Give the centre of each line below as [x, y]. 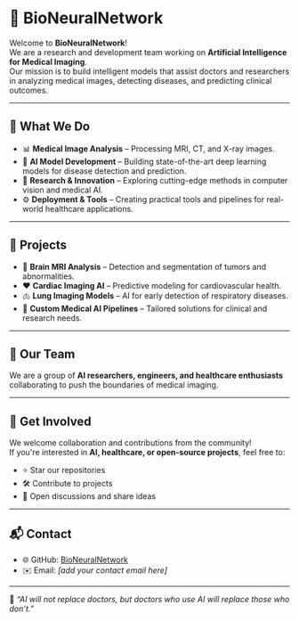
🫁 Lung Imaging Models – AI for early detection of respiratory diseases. [155, 295]
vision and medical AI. [63, 190]
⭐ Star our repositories [64, 470]
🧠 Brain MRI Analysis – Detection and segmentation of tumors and [144, 266]
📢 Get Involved [50, 421]
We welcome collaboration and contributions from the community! [130, 443]
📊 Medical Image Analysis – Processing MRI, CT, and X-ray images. [148, 148]
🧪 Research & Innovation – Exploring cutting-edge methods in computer [155, 180]
